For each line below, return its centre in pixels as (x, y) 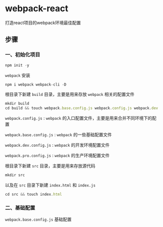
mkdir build (17, 104)
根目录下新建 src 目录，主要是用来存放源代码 (50, 166)
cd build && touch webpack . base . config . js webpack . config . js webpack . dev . (83, 108)
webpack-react (37, 9)
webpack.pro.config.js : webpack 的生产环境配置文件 (57, 156)
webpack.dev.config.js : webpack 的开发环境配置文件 (57, 145)
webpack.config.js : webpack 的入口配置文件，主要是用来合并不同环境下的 (79, 118)
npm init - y (17, 65)
